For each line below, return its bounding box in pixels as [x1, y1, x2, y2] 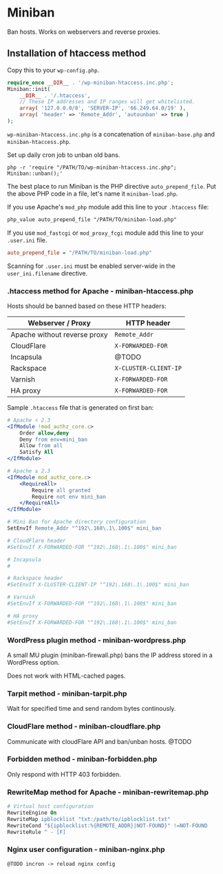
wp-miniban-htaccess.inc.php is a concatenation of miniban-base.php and [7, 129, 215, 138]
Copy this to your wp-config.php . [7, 65, 100, 74]
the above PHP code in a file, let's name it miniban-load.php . [7, 189, 178, 198]
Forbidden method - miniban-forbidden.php [7, 754, 158, 764]
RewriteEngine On [7, 809, 57, 817]
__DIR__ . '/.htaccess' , [19, 92, 91, 99]
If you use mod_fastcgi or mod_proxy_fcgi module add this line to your [7, 229, 204, 237]
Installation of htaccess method [7, 48, 147, 59]
